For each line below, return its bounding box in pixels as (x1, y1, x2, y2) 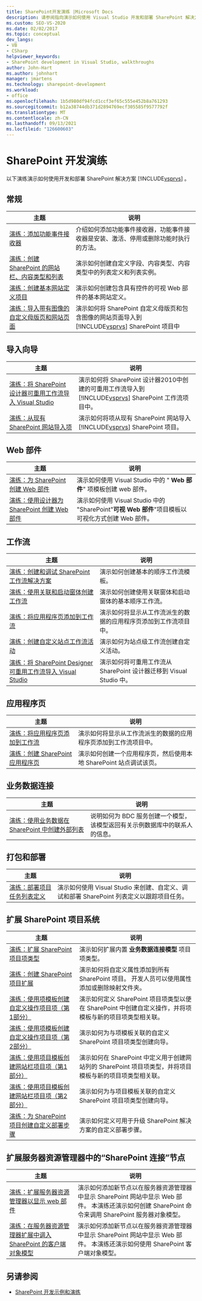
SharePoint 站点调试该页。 (85, 759, 161, 767)
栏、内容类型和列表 (9, 272, 64, 281)
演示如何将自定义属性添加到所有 (79, 966, 170, 974)
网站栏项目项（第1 (15, 1062, 68, 1071)
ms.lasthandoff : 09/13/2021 (6, 121, 77, 127)
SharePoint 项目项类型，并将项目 (99, 1062, 192, 1071)
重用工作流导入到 (96, 384, 145, 393)
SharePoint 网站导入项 (9, 423, 72, 431)
